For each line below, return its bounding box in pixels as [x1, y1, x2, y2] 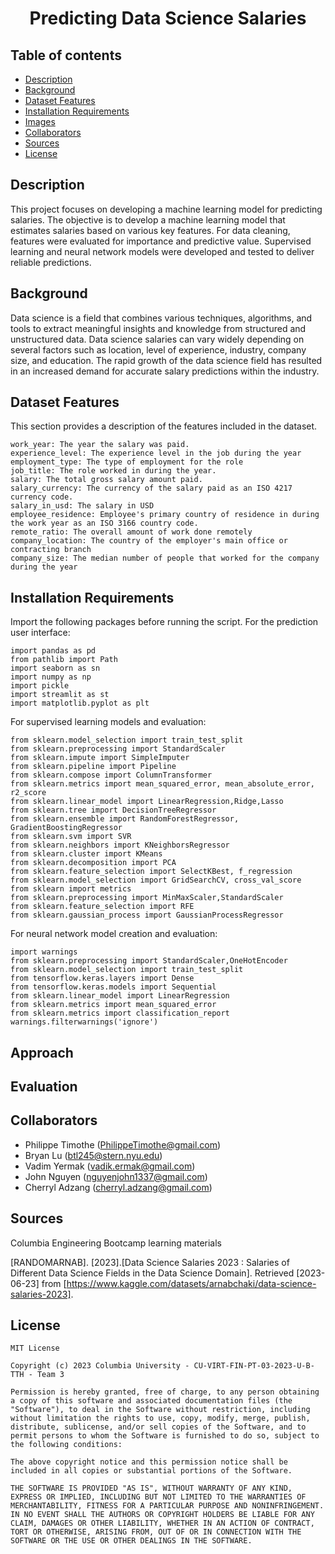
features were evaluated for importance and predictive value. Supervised [10, 235, 312, 247]
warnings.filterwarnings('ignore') [10, 1017, 159, 1027]
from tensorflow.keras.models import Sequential [10, 982, 217, 992]
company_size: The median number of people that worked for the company [10, 553, 320, 564]
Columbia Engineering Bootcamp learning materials [10, 1237, 222, 1249]
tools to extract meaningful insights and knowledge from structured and [10, 322, 307, 334]
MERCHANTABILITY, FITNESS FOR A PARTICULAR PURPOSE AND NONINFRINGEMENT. [10, 1501, 325, 1511]
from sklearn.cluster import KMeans [10, 849, 163, 859]
